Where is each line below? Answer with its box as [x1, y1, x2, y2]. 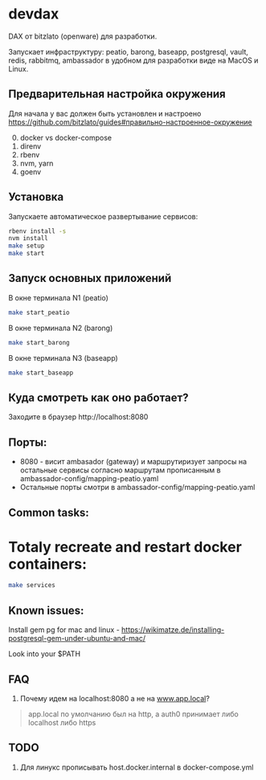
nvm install [8, 235, 48, 243]
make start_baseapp [8, 369, 74, 377]
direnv [19, 141, 42, 151]
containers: [8, 555, 87, 573]
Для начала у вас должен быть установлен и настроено [8, 108, 202, 118]
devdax [8, 5, 59, 23]
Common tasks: [8, 505, 90, 519]
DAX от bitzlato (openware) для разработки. [8, 31, 158, 41]
